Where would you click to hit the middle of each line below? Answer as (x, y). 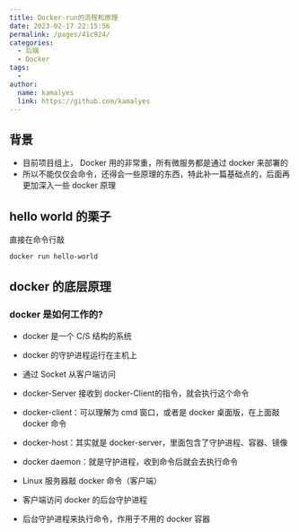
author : (24, 84)
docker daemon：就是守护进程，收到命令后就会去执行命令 (130, 461)
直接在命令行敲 (37, 240)
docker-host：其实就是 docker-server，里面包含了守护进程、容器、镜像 (155, 442)
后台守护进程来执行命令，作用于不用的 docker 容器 (116, 519)
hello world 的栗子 (61, 216)
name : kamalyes (46, 92)
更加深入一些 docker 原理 (69, 186)
